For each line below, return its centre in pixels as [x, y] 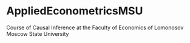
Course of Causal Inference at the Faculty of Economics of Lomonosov [95, 27]
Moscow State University [38, 33]
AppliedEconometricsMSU [75, 11]
